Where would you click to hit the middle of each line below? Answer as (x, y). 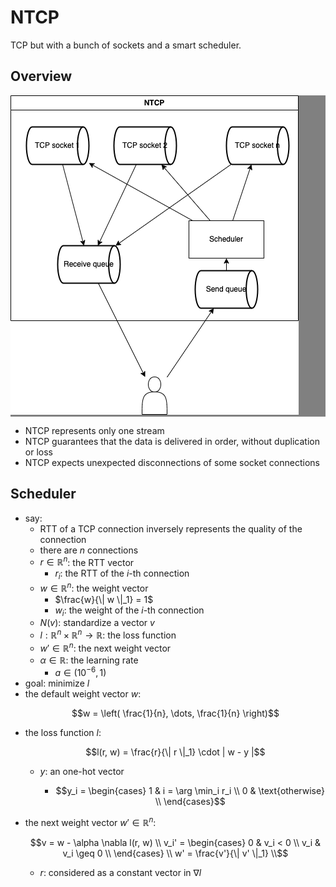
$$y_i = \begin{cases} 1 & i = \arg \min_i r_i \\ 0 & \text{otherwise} (190, 791)
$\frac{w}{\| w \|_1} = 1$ (104, 599)
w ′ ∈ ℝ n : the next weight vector (105, 647)
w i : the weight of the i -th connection (129, 611)
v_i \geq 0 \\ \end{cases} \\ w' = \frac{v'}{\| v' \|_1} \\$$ (175, 853)
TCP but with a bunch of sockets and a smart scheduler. (126, 45)
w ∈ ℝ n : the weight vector (94, 587)
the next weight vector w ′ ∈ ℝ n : (90, 822)
